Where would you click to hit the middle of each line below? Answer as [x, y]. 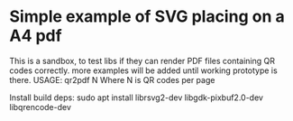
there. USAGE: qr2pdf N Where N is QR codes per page [112, 79]
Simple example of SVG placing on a [147, 17]
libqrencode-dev [41, 107]
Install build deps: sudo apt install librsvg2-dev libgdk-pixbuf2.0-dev [137, 98]
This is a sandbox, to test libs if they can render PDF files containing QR [142, 60]
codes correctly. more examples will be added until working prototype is [143, 70]
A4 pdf [36, 36]
